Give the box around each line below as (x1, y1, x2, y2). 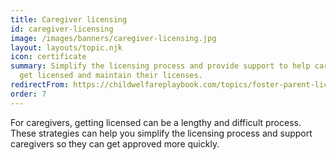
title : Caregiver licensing (10, 14, 128, 25)
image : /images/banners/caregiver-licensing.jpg (10, 33, 217, 43)
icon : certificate (10, 52, 87, 62)
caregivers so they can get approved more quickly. (10, 137, 220, 150)
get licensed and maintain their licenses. (19, 71, 203, 81)
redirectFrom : (10, 80, 70, 90)
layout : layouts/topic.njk (10, 42, 123, 53)
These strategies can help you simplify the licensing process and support (10, 127, 313, 139)
